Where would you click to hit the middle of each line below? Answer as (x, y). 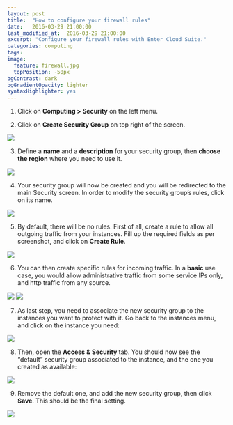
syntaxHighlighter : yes (42, 91)
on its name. (35, 200)
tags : (15, 53)
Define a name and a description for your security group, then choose (119, 151)
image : (17, 59)
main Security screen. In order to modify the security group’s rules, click (121, 193)
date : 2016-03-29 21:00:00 (49, 26)
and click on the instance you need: (68, 325)
